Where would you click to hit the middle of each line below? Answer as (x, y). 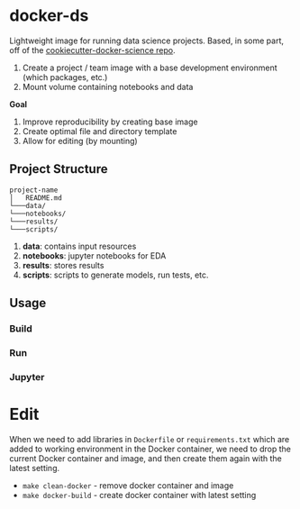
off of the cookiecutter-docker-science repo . (92, 50)
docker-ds (49, 16)
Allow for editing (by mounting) (80, 141)
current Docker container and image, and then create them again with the (145, 458)
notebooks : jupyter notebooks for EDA (94, 255)
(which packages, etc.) (65, 77)
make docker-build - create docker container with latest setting (139, 495)
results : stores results (63, 265)
